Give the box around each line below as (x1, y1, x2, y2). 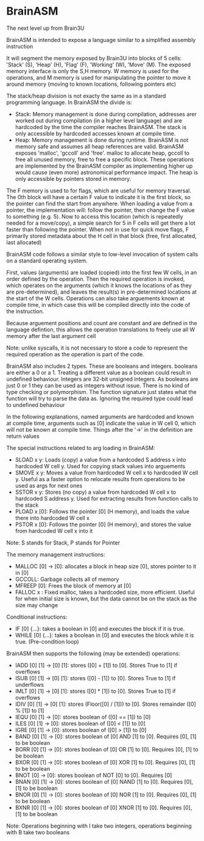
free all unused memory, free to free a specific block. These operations (15, 155, 194, 163)
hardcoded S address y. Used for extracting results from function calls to (15, 494, 199, 502)
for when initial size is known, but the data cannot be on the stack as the (15, 595, 197, 602)
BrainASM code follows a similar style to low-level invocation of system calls (6, 250, 199, 258)
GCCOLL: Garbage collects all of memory (15, 575, 119, 583)
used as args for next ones (15, 482, 83, 489)
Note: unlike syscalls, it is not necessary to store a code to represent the (6, 344, 188, 351)
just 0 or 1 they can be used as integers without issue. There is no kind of (6, 382, 190, 389)
